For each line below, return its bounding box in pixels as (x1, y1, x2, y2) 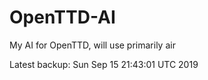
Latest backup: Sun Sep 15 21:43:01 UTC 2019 (9, 58, 199, 70)
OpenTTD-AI (9, 6, 116, 29)
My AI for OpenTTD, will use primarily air (9, 39, 176, 51)
